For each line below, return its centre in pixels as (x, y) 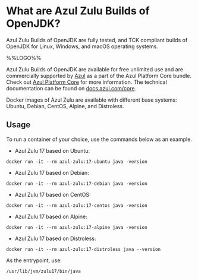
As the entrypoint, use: (34, 260)
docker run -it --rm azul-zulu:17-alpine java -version (77, 227)
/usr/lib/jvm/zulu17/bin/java (44, 271)
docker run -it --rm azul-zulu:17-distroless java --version (84, 249)
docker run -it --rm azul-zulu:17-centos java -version (77, 205)
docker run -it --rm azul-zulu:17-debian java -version (77, 183)
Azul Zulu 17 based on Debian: (52, 172)
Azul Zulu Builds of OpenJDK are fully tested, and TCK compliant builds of (97, 40)
